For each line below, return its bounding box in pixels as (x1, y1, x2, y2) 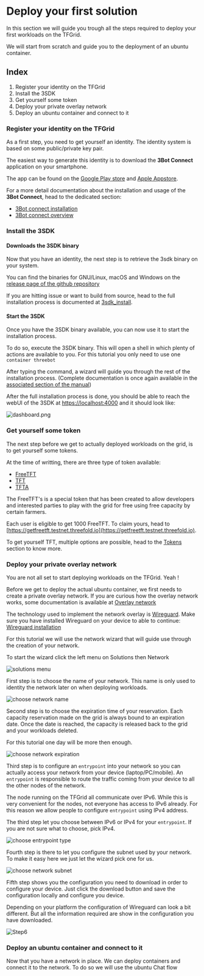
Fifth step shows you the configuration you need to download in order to (6, 878, 188, 886)
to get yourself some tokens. (6, 447, 78, 454)
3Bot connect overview (15, 212, 74, 219)
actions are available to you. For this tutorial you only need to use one (6, 351, 181, 358)
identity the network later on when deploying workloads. (6, 684, 148, 691)
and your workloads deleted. (6, 726, 79, 734)
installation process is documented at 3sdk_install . (6, 298, 133, 306)
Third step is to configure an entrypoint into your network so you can (6, 762, 181, 770)
